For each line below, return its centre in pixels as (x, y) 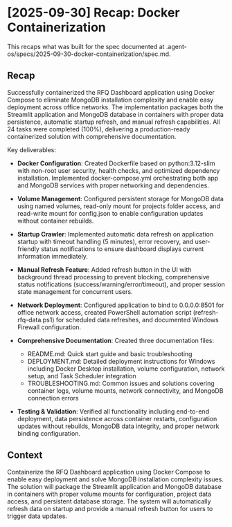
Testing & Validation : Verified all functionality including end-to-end (113, 411)
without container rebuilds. (55, 221)
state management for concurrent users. (75, 291)
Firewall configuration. (49, 327)
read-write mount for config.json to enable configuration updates (110, 213)
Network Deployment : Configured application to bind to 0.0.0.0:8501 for (121, 305)
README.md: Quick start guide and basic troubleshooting (110, 353)
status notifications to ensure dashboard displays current (123, 249)
